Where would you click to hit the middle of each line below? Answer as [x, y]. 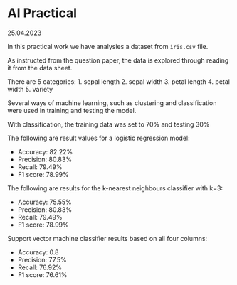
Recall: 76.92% [40, 267]
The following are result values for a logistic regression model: [99, 138]
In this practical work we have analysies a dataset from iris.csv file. [108, 46]
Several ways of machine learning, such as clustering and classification [112, 103]
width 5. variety [30, 89]
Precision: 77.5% [42, 259]
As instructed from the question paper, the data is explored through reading [118, 60]
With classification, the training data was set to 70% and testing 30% [109, 124]
